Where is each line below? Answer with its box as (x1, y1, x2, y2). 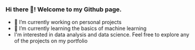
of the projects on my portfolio (14, 38, 88, 45)
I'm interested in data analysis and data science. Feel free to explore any (14, 31, 190, 38)
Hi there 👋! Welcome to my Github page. (5, 5, 122, 14)
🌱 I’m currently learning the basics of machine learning (14, 25, 147, 32)
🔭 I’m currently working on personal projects (14, 19, 122, 26)
